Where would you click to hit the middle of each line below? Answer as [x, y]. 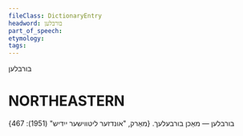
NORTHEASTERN [67, 101]
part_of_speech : [35, 31]
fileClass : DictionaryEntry [55, 16]
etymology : [26, 38]
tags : [17, 46]
